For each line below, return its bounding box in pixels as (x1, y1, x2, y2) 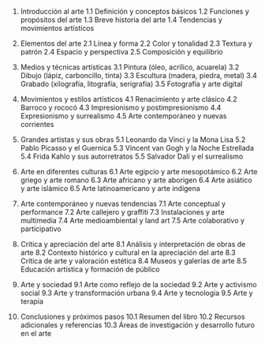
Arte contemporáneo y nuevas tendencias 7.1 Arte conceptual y (20, 199, 226, 208)
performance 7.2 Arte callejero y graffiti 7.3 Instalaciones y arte (20, 208, 225, 216)
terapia (20, 297, 44, 306)
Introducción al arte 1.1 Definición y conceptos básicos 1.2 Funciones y (20, 7, 249, 16)
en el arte (20, 329, 52, 338)
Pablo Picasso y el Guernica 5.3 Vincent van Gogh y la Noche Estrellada (20, 144, 255, 152)
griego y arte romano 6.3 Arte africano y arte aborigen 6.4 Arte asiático (20, 175, 252, 185)
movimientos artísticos (20, 24, 95, 32)
